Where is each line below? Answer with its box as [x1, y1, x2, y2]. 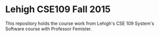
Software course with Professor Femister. [5, 25, 92, 31]
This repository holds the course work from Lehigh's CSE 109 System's [5, 20, 154, 26]
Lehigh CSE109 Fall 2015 [5, 4, 111, 15]
